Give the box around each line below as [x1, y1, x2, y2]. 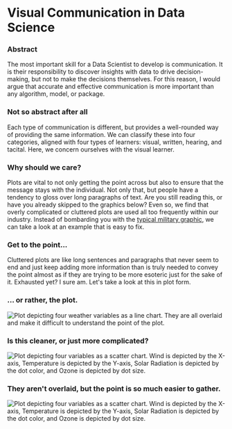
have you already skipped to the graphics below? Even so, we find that [7, 200, 209, 209]
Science [7, 19, 55, 35]
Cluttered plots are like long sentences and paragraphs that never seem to [7, 256, 220, 264]
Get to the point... [7, 240, 68, 250]
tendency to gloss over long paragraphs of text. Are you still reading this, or [7, 193, 223, 202]
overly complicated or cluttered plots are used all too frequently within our [7, 208, 219, 216]
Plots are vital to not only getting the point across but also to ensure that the [7, 179, 224, 187]
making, [7, 75, 30, 83]
